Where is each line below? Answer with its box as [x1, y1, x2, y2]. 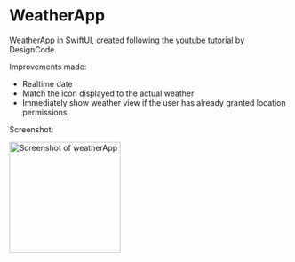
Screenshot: [9, 123, 54, 134]
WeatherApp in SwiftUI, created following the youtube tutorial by [9, 35, 245, 45]
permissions [21, 107, 68, 117]
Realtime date [21, 78, 73, 89]
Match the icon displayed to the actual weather [21, 88, 195, 99]
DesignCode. [9, 44, 58, 54]
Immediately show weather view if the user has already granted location [21, 97, 286, 107]
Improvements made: [9, 61, 87, 72]
